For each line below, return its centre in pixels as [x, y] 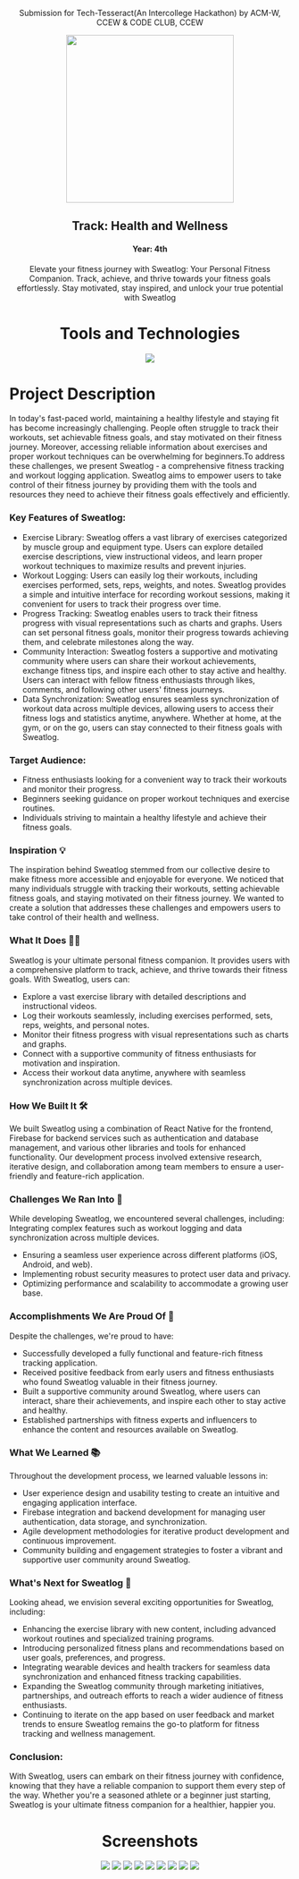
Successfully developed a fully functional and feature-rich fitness [142, 1353]
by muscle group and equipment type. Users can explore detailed [142, 547]
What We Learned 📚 [55, 1453]
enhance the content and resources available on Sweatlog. [130, 1429]
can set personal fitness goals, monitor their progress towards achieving [155, 632]
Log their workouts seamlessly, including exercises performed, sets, [147, 1016]
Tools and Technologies [150, 333]
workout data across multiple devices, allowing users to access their [148, 708]
